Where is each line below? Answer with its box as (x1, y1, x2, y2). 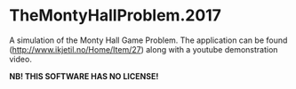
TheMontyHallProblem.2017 (9, 5, 222, 26)
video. (9, 53, 33, 64)
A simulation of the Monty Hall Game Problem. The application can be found (9, 35, 288, 45)
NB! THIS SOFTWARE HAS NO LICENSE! (9, 70, 159, 81)
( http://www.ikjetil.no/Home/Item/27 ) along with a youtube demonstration (9, 44, 278, 54)
